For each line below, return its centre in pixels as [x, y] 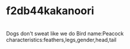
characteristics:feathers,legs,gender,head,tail [61, 40]
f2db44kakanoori [50, 11]
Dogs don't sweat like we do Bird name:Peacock [65, 33]
